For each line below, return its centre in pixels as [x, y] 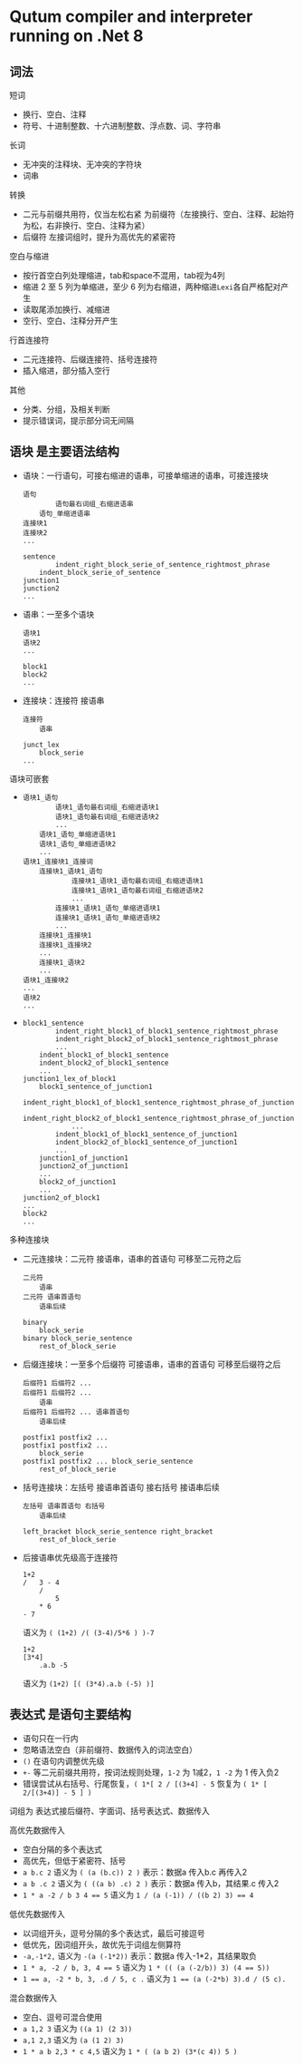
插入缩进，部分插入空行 [66, 370]
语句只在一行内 [50, 1738]
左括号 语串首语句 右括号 [64, 1506]
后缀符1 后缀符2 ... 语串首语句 [76, 1412]
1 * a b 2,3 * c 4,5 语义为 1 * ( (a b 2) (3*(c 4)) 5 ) [130, 2050]
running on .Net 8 [76, 36]
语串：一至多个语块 [58, 614]
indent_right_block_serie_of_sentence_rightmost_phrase [163, 564]
